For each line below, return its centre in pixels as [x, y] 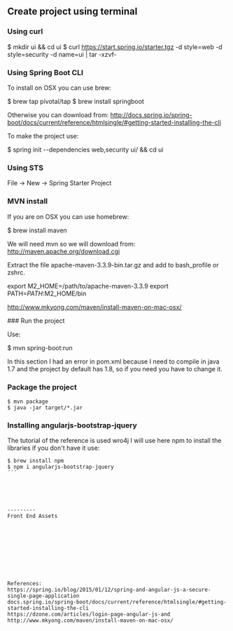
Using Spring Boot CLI [45, 72]
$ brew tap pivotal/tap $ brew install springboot [76, 101]
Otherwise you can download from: [58, 114]
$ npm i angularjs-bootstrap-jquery [61, 467]
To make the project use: [43, 135]
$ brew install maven [37, 230]
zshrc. [16, 272]
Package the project [42, 387]
